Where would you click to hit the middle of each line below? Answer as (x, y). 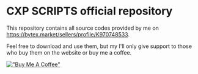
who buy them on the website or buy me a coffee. (69, 52)
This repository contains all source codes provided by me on (82, 28)
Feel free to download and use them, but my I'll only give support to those (99, 46)
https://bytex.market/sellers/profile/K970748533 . (68, 34)
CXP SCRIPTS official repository (90, 11)
